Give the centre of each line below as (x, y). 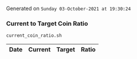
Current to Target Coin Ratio (47, 23)
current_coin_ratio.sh (34, 36)
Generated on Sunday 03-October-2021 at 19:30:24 (68, 8)
